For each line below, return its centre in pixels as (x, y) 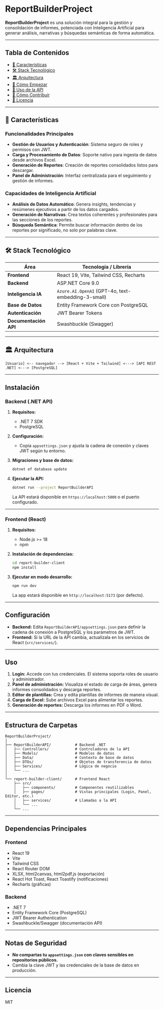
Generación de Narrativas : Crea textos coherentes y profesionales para (85, 214)
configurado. (25, 502)
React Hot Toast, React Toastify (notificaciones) (60, 879)
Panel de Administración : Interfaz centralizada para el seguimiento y (82, 176)
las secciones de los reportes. (42, 220)
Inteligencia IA (25, 294)
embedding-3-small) (82, 297)
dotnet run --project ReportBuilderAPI (53, 487)
